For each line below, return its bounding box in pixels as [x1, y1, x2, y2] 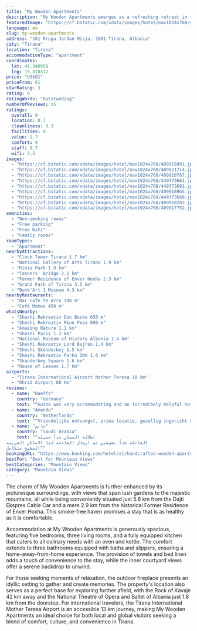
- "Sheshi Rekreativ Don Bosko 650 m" [11, 314, 107, 320]
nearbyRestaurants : [6, 292, 54, 298]
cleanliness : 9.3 [11, 123, 54, 129]
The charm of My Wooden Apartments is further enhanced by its [6, 483, 162, 490]
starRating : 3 [6, 85, 41, 91]
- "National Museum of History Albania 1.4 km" [11, 336, 130, 342]
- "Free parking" [11, 221, 54, 227]
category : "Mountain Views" [6, 467, 75, 473]
